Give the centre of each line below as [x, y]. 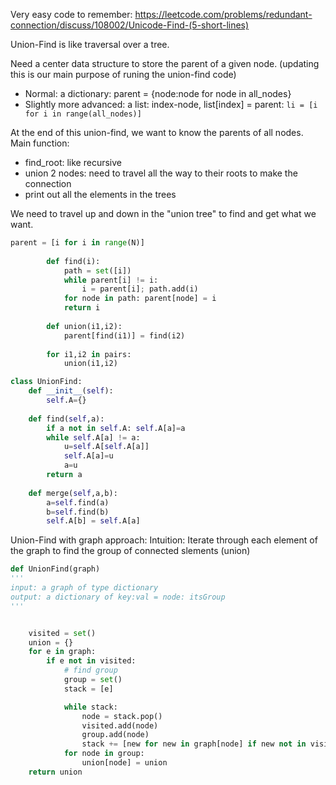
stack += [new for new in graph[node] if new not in [194, 744]
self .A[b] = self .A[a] [93, 521]
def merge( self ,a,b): [73, 493]
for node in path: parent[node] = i [140, 299]
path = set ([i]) [97, 270]
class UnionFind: [46, 382]
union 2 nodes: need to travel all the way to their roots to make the [161, 173]
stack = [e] [88, 689]
